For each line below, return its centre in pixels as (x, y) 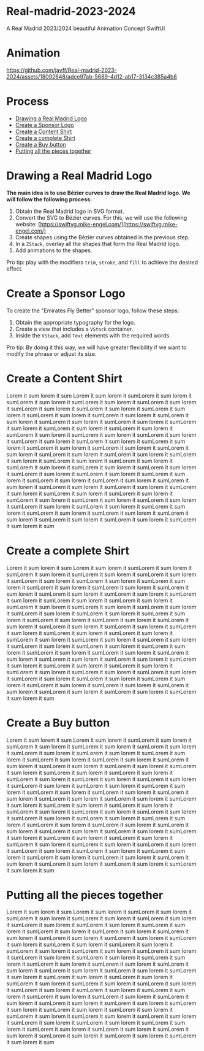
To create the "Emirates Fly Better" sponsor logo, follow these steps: (93, 310)
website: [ (28, 224)
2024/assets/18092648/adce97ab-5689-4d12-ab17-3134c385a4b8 (92, 76)
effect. (15, 269)
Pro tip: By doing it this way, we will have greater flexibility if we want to (96, 347)
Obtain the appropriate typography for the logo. (75, 322)
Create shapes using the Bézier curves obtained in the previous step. (102, 237)
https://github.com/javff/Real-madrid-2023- (62, 70)
